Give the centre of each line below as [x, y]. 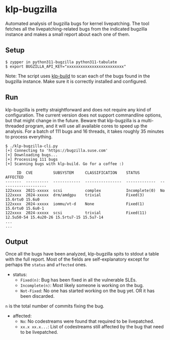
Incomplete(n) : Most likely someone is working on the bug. [82, 286]
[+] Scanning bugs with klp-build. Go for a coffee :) [65, 164]
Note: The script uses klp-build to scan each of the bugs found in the [78, 76]
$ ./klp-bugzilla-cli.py [32, 146]
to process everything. [29, 136]
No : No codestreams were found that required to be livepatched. [87, 321]
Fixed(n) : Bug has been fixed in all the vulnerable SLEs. [78, 280]
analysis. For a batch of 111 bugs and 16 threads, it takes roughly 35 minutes [85, 131]
